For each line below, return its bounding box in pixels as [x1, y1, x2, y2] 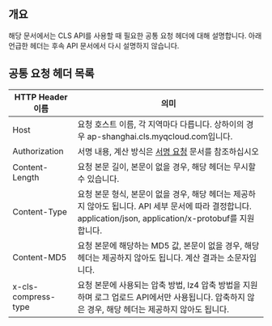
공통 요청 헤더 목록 [8, 67, 95, 81]
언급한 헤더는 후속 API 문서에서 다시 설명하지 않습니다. [8, 40, 180, 50]
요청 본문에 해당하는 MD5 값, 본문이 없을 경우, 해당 [77, 239, 260, 251]
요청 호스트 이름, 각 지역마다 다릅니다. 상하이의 [77, 118, 244, 129]
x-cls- [12, 281, 39, 292]
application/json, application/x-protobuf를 [77, 213, 238, 224]
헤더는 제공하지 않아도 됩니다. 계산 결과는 [77, 252, 225, 263]
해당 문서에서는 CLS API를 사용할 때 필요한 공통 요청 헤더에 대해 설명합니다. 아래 [8, 31, 262, 40]
